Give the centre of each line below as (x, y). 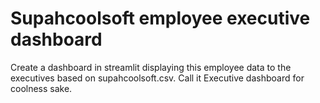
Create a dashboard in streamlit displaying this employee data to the (151, 67)
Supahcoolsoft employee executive (160, 18)
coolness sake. (41, 88)
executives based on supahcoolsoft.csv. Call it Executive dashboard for (157, 78)
